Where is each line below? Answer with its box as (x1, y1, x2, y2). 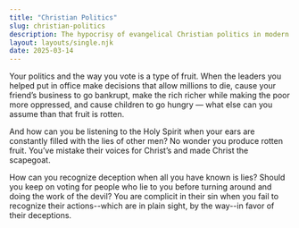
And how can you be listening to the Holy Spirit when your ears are (9, 126, 256, 137)
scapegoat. (9, 155, 51, 165)
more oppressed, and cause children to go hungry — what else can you (9, 99, 273, 110)
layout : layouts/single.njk (9, 38, 114, 47)
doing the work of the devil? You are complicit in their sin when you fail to (9, 191, 279, 202)
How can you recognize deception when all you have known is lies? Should (9, 172, 286, 183)
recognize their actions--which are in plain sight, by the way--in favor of (9, 200, 275, 211)
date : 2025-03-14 (9, 46, 74, 55)
